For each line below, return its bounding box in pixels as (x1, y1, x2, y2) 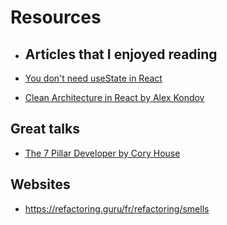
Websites (10, 176, 71, 193)
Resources (10, 6, 102, 29)
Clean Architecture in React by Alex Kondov (24, 92, 205, 103)
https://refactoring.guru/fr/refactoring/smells (24, 202, 210, 215)
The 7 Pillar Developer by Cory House (24, 147, 181, 159)
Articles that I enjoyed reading (24, 46, 218, 63)
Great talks (10, 121, 80, 138)
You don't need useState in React (24, 72, 163, 84)
